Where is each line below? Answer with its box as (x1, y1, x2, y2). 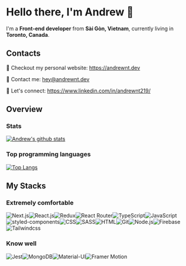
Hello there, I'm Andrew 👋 (6, 5, 134, 19)
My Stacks (6, 181, 46, 191)
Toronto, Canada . (6, 31, 50, 38)
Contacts (6, 49, 41, 59)
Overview (6, 104, 43, 114)
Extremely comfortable (6, 198, 74, 207)
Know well (6, 239, 37, 248)
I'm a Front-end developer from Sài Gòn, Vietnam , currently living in (6, 25, 174, 32)
